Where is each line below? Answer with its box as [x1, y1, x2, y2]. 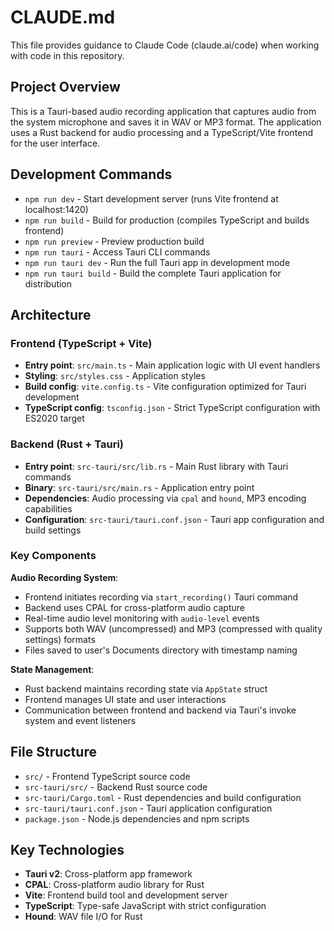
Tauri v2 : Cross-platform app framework [24, 868, 193, 880]
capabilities [24, 502, 73, 515]
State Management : [10, 663, 95, 675]
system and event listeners [24, 714, 137, 726]
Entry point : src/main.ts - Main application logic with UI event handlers [24, 359, 321, 371]
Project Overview [10, 79, 121, 96]
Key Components [10, 549, 97, 563]
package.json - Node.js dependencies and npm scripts [24, 812, 250, 825]
